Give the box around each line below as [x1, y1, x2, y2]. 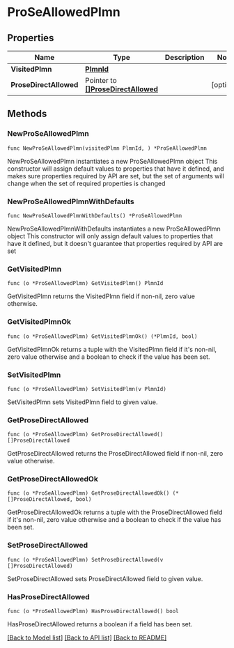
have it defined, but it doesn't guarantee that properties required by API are [7, 239, 223, 247]
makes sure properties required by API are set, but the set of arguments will [7, 171, 224, 180]
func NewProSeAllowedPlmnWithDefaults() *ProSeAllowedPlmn [7, 212, 182, 219]
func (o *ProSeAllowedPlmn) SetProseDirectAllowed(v [7, 556, 164, 563]
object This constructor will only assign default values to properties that [7, 231, 214, 240]
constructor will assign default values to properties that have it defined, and [7, 164, 224, 173]
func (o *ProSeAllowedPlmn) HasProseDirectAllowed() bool [7, 608, 179, 615]
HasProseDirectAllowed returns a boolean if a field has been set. [7, 620, 193, 628]
